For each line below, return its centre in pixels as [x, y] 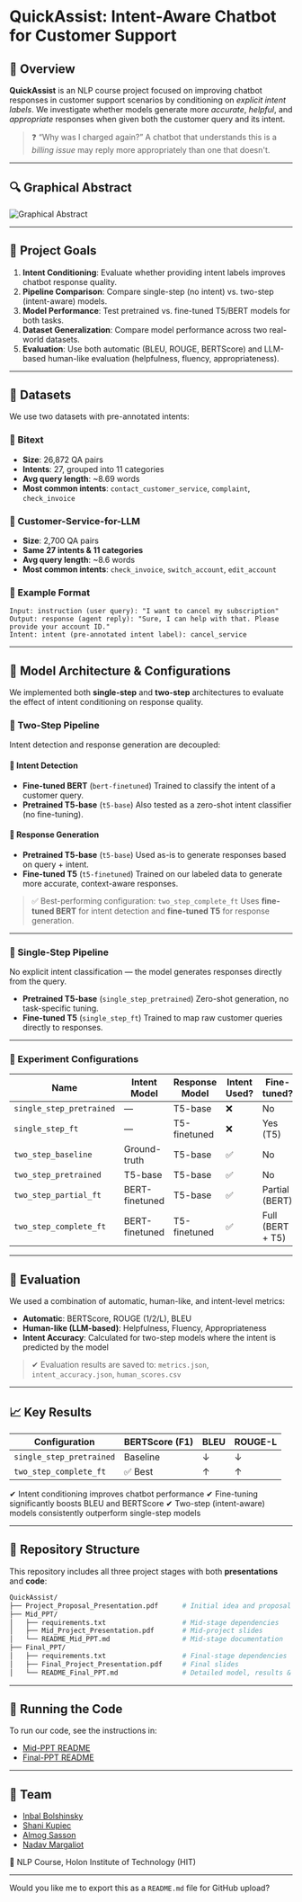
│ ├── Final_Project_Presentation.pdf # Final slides [124, 1664]
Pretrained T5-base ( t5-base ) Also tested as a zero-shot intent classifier [157, 804]
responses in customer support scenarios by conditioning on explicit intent [147, 100]
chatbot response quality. [69, 281]
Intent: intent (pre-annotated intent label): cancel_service [128, 635]
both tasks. [43, 320]
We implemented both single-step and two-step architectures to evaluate [147, 692]
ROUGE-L [256, 1442]
